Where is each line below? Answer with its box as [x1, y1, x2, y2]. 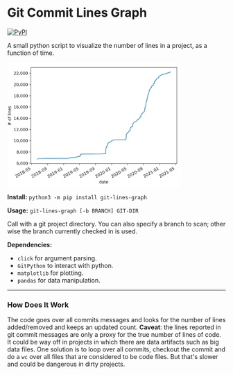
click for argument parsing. [17, 254, 97, 262]
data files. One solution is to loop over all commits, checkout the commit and [7, 345, 225, 353]
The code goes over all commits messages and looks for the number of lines [7, 316, 226, 324]
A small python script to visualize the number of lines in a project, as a [7, 41, 208, 49]
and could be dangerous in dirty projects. [7, 360, 126, 369]
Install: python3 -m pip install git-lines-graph [7, 193, 148, 201]
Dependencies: [7, 241, 53, 249]
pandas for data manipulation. [17, 276, 101, 285]
